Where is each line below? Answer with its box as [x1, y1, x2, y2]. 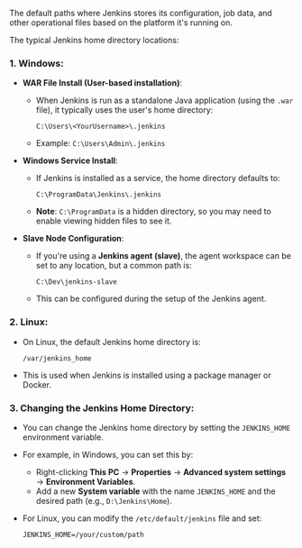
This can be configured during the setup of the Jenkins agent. [35, 293, 267, 305]
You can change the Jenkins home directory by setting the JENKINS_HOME [22, 422, 291, 433]
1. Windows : [9, 57, 65, 69]
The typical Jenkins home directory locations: [9, 35, 179, 45]
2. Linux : [9, 315, 49, 328]
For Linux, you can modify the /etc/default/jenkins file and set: [22, 513, 262, 524]
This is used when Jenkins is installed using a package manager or [22, 370, 272, 380]
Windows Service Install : [22, 155, 119, 166]
